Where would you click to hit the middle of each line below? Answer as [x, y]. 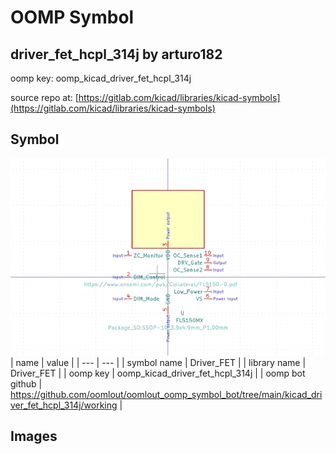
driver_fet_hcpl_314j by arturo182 [116, 54]
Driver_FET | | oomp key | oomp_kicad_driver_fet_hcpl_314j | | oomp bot [158, 373]
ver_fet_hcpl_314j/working [64, 405]
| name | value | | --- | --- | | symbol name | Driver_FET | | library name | [158, 362]
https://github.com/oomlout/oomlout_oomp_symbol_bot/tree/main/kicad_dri [166, 394]
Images [34, 436]
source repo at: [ [44, 97]
